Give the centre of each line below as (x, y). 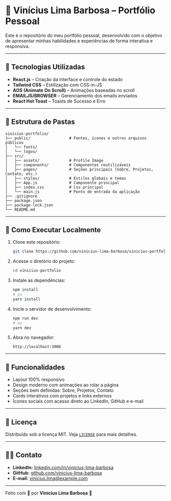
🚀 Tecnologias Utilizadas (45, 67)
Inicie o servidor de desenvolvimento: (52, 309)
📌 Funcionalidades (35, 367)
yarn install (26, 299)
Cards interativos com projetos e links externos (62, 396)
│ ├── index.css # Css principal (54, 187)
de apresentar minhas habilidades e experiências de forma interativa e (79, 41)
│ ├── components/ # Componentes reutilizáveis (68, 165)
